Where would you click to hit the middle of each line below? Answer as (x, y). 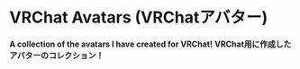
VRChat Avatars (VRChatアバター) (139, 17)
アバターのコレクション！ (57, 55)
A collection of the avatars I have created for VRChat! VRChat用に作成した (150, 44)
